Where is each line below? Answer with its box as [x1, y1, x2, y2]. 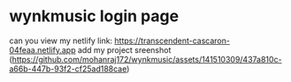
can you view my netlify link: [9, 35, 113, 46]
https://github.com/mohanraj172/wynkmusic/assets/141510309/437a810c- [11, 54, 282, 64]
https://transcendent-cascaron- [114, 35, 230, 46]
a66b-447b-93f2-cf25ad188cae [9, 63, 127, 74]
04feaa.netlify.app [9, 44, 76, 55]
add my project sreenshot [77, 44, 172, 55]
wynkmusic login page [9, 6, 180, 26]
